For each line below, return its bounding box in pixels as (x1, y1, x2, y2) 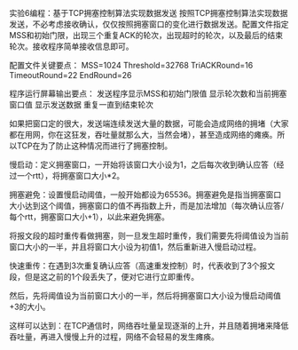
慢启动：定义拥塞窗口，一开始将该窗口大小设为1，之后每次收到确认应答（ (9, 159, 277, 170)
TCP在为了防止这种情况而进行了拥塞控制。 (16, 140, 173, 151)
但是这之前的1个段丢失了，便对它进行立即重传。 (24, 272, 200, 282)
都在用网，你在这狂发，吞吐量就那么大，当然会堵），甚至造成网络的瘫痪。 (9, 130, 278, 139)
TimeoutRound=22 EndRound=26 (9, 70, 132, 80)
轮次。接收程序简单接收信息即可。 (9, 41, 134, 52)
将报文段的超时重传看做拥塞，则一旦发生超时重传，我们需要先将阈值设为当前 (9, 230, 289, 241)
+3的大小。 (9, 301, 51, 312)
